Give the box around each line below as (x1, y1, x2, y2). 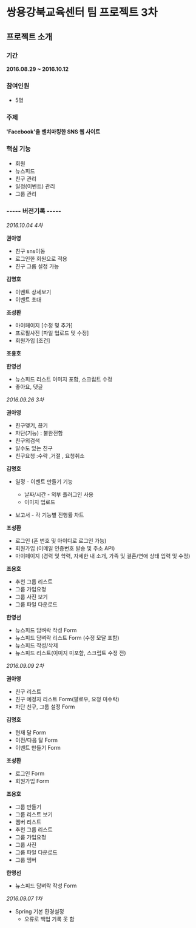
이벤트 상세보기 (15, 289, 52, 296)
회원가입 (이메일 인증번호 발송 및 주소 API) (15, 545, 115, 552)
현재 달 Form (15, 729, 47, 736)
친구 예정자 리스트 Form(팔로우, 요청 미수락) (15, 696, 120, 703)
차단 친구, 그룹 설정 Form (15, 703, 75, 710)
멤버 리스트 (15, 818, 42, 825)
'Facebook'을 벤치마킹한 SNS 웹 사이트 (6, 128, 101, 135)
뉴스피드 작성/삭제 (15, 642, 58, 649)
